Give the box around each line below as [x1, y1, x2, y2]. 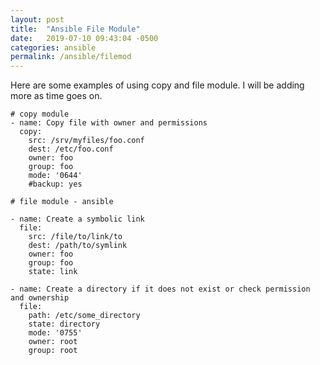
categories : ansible [10, 42, 97, 53]
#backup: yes [28, 179, 83, 190]
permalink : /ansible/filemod [10, 52, 132, 62]
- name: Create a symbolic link [10, 214, 145, 225]
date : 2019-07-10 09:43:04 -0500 [10, 33, 159, 43]
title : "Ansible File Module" [10, 24, 141, 34]
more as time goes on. [10, 90, 103, 102]
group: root [28, 346, 78, 356]
